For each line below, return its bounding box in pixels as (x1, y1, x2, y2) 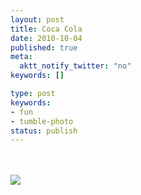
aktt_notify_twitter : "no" (19, 61, 132, 71)
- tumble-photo (10, 116, 74, 126)
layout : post (10, 14, 65, 25)
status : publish (10, 126, 78, 136)
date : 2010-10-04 (10, 33, 83, 43)
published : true (10, 42, 78, 53)
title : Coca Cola (10, 24, 83, 34)
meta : (10, 52, 33, 62)
